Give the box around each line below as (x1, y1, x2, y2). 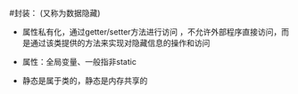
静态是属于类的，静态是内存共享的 (21, 75, 148, 86)
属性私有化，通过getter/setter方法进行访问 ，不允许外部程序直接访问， (21, 27, 282, 37)
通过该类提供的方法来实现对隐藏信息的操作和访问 (29, 38, 211, 48)
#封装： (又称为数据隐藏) (9, 8, 101, 18)
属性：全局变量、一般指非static (21, 57, 137, 67)
